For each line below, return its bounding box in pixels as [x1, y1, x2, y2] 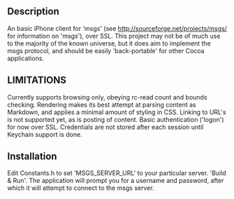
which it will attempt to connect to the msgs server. [7, 184, 155, 192]
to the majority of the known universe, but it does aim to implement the [7, 39, 211, 48]
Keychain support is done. [7, 130, 82, 139]
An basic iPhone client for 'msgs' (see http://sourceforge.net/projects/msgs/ [7, 24, 227, 32]
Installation [7, 151, 57, 163]
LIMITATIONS [7, 74, 67, 86]
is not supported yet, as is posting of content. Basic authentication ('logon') [7, 115, 225, 123]
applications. [7, 54, 44, 62]
